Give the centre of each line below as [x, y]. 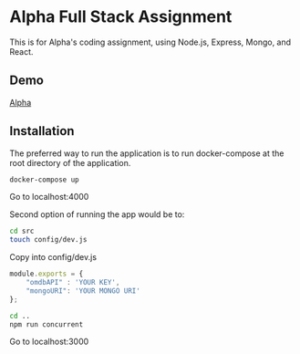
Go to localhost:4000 [49, 197]
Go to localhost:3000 [49, 342]
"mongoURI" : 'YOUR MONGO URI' [83, 291]
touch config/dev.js [49, 240]
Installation [42, 131]
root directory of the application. [70, 162]
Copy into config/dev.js [53, 257]
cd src [22, 231]
